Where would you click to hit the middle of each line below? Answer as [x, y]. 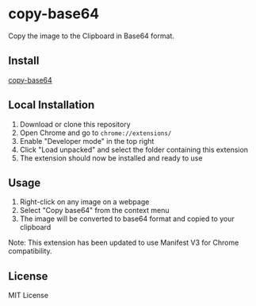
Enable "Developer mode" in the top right [87, 141]
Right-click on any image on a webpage [84, 202]
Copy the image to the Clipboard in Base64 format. [91, 36]
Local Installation [52, 105]
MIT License [29, 296]
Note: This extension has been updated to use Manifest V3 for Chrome [124, 242]
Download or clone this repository [75, 124]
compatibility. [31, 251]
